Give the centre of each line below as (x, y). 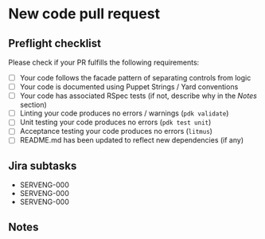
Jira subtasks (43, 165)
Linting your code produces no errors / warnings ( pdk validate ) (124, 113)
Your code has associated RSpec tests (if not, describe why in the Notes (138, 96)
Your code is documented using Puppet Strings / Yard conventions (129, 87)
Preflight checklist (55, 43)
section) (33, 105)
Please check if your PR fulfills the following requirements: (104, 62)
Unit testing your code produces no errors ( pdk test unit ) (115, 122)
